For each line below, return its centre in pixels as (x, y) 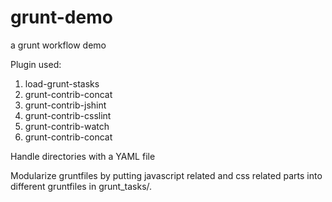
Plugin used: (36, 64)
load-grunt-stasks (62, 83)
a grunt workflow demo (58, 45)
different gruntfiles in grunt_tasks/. (81, 186)
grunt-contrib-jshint (65, 105)
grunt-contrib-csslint (68, 115)
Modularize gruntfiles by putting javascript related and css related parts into (166, 175)
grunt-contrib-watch (67, 126)
